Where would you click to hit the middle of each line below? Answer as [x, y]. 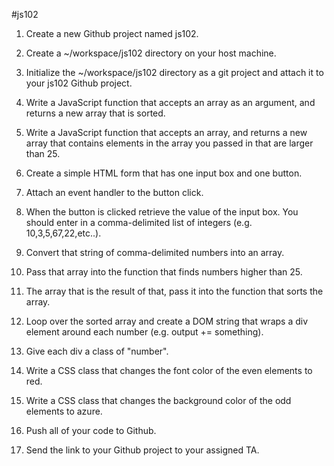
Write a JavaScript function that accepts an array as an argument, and [170, 102]
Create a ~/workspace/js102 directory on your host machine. [151, 53]
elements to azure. [64, 411]
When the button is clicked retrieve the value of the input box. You [162, 212]
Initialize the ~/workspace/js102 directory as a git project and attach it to [174, 72]
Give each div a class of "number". [97, 351]
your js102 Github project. [79, 83]
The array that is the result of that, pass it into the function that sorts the [174, 291]
